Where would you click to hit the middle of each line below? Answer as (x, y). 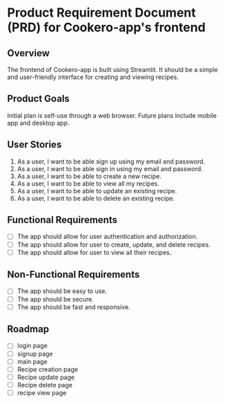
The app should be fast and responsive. (74, 307)
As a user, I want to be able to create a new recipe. (89, 176)
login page (32, 346)
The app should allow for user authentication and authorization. (107, 236)
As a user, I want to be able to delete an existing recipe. (96, 198)
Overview (29, 53)
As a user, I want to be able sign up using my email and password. (111, 161)
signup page (35, 353)
